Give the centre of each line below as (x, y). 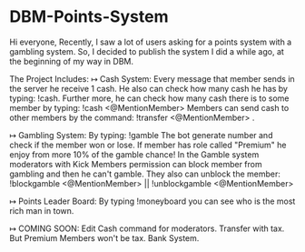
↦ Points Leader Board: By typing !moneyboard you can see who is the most (152, 201)
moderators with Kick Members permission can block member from (136, 164)
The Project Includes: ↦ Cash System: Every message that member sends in (152, 78)
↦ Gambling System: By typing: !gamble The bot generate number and (141, 135)
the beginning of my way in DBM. (72, 61)
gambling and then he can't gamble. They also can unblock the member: (145, 174)
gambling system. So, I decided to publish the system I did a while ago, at (147, 51)
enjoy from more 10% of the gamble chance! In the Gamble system (134, 154)
